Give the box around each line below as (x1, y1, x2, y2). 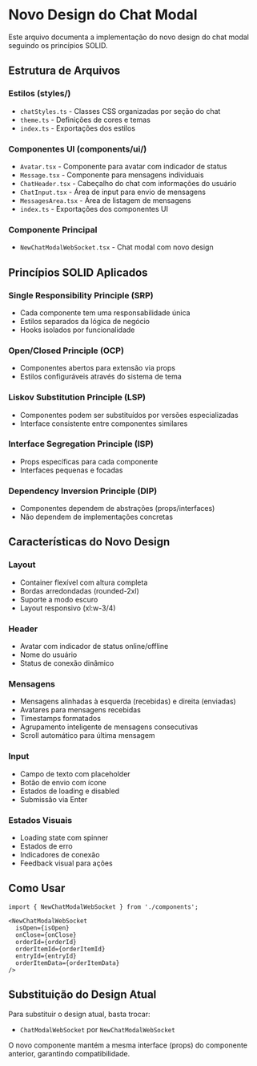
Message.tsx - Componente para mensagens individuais (19, 170, 204, 180)
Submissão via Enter (19, 794, 88, 804)
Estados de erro (19, 841, 74, 851)
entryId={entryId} (15, 952, 78, 960)
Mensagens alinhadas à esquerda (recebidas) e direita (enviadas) (19, 696, 236, 707)
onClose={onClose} (15, 930, 78, 939)
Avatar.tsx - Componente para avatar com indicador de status (19, 161, 227, 171)
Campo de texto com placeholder (19, 768, 131, 779)
